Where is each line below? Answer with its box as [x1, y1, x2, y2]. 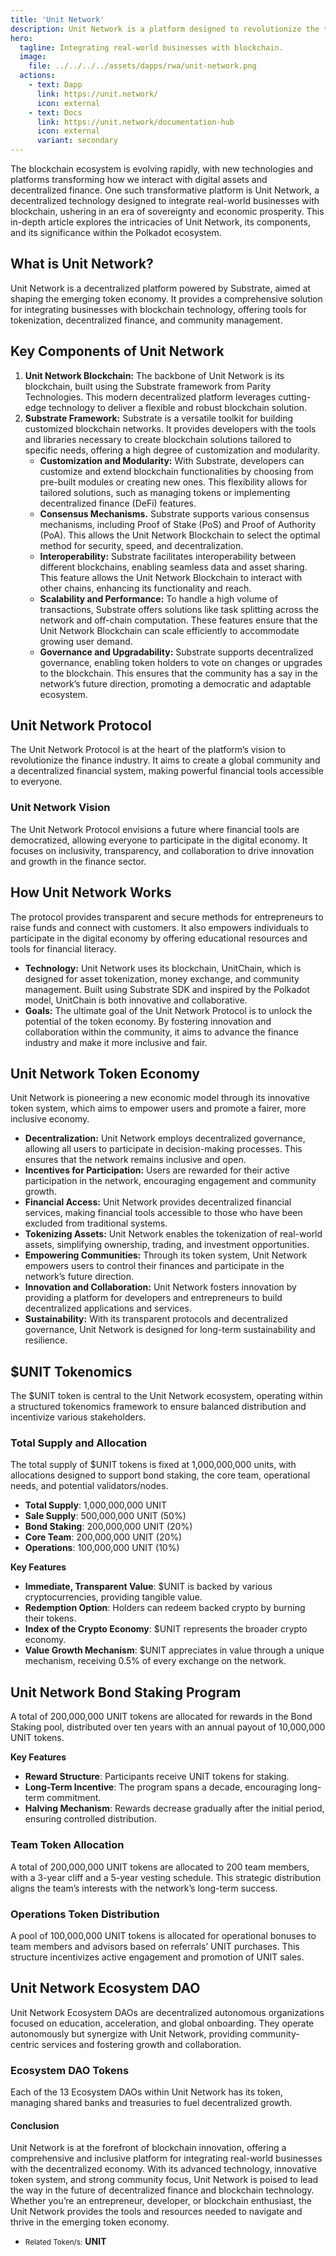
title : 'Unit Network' [10, 14, 105, 25]
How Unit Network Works [10, 884, 172, 901]
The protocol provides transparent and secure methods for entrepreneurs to [10, 911, 324, 923]
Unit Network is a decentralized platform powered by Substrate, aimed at [10, 282, 312, 294]
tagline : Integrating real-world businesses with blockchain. [19, 42, 284, 53]
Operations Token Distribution [10, 1907, 160, 1921]
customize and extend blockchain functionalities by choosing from [39, 465, 314, 477]
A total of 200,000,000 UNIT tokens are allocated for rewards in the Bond [10, 1711, 313, 1723]
